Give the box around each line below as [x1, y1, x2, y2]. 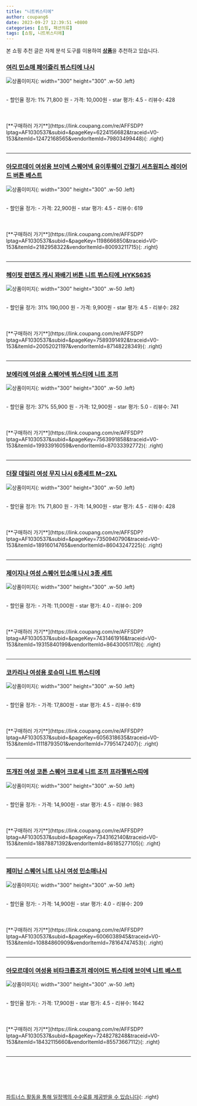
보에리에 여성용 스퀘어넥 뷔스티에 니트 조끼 [6, 370, 118, 378]
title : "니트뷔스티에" [6, 8, 55, 15]
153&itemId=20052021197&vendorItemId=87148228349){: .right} [6, 343, 162, 350]
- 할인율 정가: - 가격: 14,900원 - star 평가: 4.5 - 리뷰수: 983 [6, 801, 144, 808]
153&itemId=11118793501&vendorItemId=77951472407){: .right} [6, 740, 159, 747]
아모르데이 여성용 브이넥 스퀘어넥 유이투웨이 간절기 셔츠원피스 [6, 162, 169, 171]
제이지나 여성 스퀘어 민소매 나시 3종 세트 [6, 569, 113, 577]
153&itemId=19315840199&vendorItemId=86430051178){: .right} [6, 641, 161, 648]
